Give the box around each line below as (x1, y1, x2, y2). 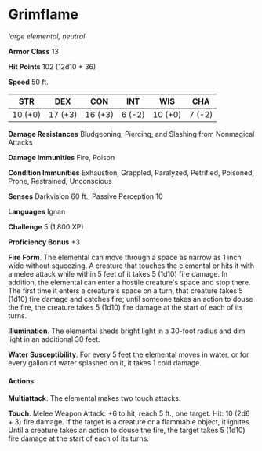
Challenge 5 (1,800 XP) (8, 222, 84, 231)
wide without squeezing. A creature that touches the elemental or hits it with (8, 261, 255, 270)
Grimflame (8, 5, 78, 24)
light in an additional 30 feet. (8, 334, 100, 343)
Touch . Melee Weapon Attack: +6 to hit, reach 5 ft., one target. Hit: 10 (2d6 (8, 409, 250, 418)
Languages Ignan (8, 207, 66, 216)
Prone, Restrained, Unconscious (8, 176, 112, 185)
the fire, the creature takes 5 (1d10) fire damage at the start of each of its (8, 302, 243, 312)
